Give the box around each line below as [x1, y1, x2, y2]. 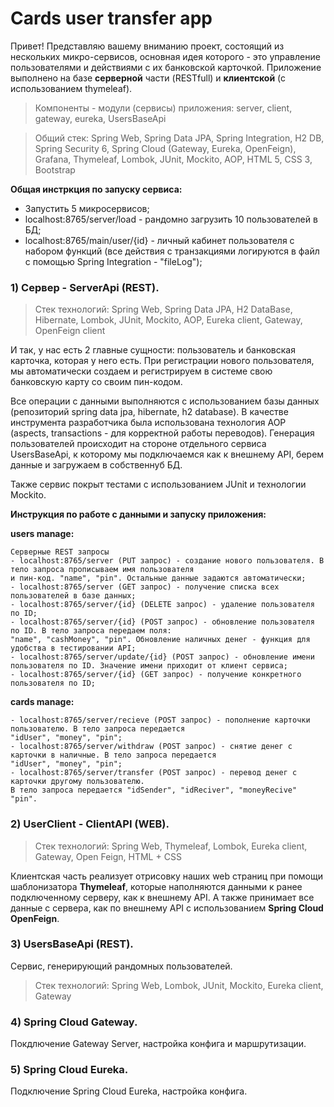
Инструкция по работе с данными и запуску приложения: [10, 508, 267, 521]
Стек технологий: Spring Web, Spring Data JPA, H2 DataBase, [34, 303, 293, 316]
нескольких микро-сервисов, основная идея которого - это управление [10, 50, 321, 62]
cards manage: [10, 696, 75, 708]
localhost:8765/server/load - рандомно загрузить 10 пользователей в [24, 213, 318, 225]
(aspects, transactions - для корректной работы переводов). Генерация [10, 427, 315, 439]
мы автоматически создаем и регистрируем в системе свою [10, 365, 273, 377]
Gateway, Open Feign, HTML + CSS [34, 850, 182, 862]
